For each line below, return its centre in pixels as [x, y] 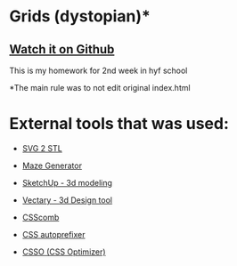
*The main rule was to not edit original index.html [100, 88]
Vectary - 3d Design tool [67, 200]
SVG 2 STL [42, 148]
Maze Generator [52, 165]
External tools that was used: [119, 124]
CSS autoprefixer [54, 234]
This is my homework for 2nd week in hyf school [98, 70]
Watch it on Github [62, 49]
